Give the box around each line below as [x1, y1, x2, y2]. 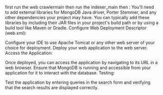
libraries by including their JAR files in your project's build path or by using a [5, 20, 159, 25]
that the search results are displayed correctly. [5, 85, 99, 90]
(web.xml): [5, 30, 27, 36]
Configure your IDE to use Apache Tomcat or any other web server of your [5, 40, 155, 46]
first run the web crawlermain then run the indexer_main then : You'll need [5, 4, 154, 10]
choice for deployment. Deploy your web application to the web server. [5, 45, 148, 50]
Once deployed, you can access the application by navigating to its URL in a [5, 60, 158, 65]
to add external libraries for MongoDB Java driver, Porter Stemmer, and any [5, 9, 157, 15]
